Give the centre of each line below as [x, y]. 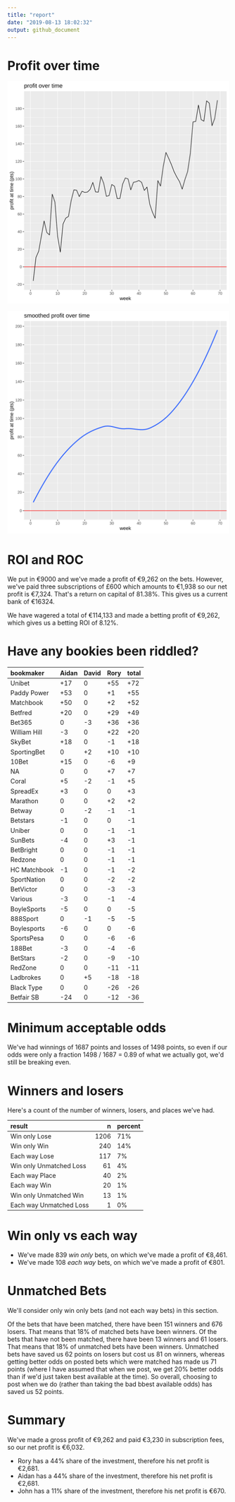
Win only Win [30, 1146]
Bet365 [21, 722]
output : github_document [44, 30]
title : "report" [31, 15]
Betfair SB [25, 997]
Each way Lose [32, 1156]
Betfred [21, 712]
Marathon [24, 800]
